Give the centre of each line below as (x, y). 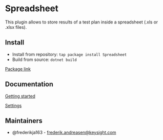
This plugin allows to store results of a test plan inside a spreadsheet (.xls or (81, 22)
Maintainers (24, 121)
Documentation (29, 84)
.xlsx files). (16, 27)
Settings (13, 105)
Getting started (20, 96)
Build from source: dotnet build (44, 60)
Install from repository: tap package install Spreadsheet (69, 54)
